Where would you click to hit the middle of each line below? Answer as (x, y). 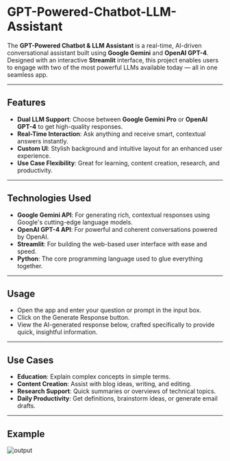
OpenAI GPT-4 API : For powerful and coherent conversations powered (117, 229)
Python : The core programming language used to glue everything (110, 259)
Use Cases (30, 360)
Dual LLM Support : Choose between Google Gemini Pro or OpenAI (112, 119)
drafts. (26, 406)
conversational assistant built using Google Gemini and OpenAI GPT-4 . (108, 53)
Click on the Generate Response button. (73, 318)
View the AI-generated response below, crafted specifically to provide (116, 325)
